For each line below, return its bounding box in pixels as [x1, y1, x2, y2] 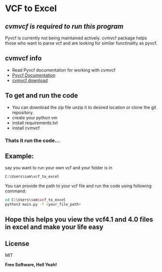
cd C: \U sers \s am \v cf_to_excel [5, 197, 66, 203]
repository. [12, 110, 34, 115]
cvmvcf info [5, 54, 42, 63]
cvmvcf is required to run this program [5, 22, 124, 31]
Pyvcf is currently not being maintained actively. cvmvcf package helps [5, 35, 147, 41]
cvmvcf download [12, 77, 48, 83]
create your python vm [12, 114, 58, 120]
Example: [5, 152, 34, 160]
